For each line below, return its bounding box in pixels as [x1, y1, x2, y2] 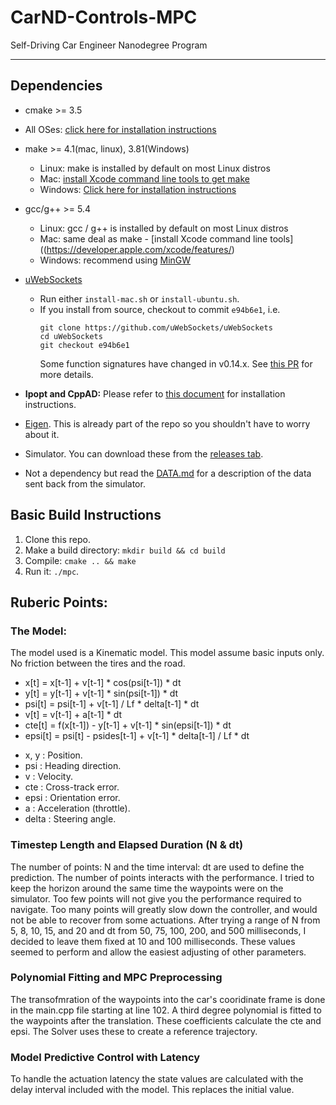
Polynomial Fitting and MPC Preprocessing [10, 971, 223, 985]
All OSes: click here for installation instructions [24, 123, 217, 135]
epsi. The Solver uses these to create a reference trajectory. [10, 1025, 258, 1037]
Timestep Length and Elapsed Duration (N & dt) [10, 838, 244, 852]
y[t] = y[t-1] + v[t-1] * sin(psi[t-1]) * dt [24, 687, 179, 700]
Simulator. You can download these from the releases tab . [24, 447, 264, 460]
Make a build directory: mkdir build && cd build [24, 544, 226, 556]
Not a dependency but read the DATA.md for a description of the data [24, 467, 312, 479]
